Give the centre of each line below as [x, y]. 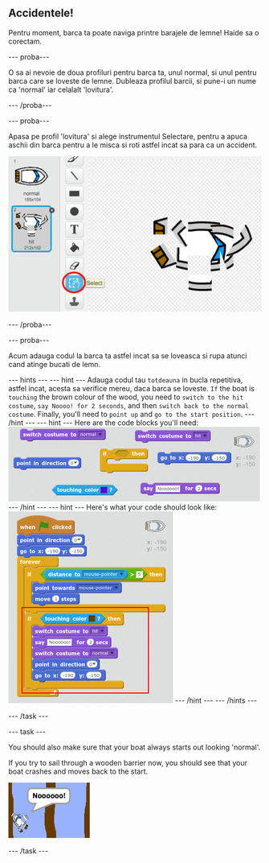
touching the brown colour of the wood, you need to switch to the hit [126, 397]
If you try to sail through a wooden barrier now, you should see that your [128, 762]
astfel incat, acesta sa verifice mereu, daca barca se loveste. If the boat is [132, 388]
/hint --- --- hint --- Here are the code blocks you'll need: [104, 423]
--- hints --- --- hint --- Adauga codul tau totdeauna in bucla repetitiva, [126, 380]
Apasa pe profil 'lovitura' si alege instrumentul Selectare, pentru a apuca [128, 136]
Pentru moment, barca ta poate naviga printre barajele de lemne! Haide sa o [134, 32]
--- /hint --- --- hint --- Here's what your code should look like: [113, 507]
